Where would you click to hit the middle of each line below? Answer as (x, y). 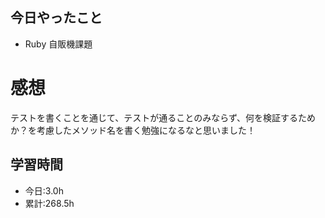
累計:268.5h (49, 203)
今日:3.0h (44, 190)
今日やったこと (56, 18)
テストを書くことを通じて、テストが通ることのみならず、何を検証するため (163, 117)
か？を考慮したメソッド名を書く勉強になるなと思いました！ (133, 130)
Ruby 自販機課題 (58, 44)
